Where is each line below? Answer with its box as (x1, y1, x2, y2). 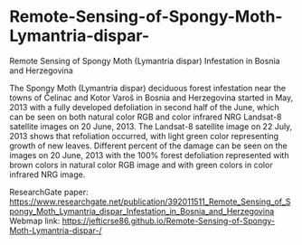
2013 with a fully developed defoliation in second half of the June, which (9, 101, 280, 112)
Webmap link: (9, 215, 61, 226)
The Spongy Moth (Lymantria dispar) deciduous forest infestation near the (9, 82, 287, 93)
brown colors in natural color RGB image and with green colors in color (9, 159, 273, 170)
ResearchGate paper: (9, 186, 89, 197)
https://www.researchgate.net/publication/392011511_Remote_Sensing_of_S (9, 196, 291, 207)
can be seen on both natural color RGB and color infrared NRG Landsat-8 (9, 111, 282, 122)
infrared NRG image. (9, 169, 86, 180)
